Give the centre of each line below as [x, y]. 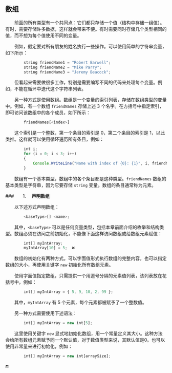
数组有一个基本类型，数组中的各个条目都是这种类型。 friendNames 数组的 [90, 178]
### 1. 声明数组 [28, 196]
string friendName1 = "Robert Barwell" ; [67, 62]
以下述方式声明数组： [37, 207]
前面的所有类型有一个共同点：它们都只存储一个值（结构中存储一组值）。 [90, 23]
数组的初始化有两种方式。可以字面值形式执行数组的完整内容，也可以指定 [91, 258]
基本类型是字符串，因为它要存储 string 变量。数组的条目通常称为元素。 [81, 185]
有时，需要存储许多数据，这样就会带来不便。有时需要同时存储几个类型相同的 [86, 29]
